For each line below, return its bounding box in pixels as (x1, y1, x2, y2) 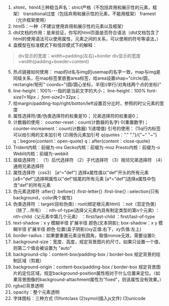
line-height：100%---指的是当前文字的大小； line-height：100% (13, 88, 146, 94)
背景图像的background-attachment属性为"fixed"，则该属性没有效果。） (17, 276, 164, 282)
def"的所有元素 (20, 182, 51, 188)
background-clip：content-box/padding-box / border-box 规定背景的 (13, 251, 156, 257)
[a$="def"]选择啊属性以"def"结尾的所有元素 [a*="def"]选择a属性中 (13, 176, 151, 182)
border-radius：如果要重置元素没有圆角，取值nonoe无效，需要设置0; (13, 233, 156, 238)
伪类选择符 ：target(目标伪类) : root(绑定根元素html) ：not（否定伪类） (13, 201, 159, 207)
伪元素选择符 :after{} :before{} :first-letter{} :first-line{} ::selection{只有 (13, 188, 159, 194)
